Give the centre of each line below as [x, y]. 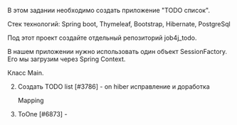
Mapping [31, 100]
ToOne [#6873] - [42, 114]
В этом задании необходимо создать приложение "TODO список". [109, 10]
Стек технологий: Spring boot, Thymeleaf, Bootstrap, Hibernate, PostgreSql [119, 24]
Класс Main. [26, 73]
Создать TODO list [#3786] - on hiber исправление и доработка [114, 87]
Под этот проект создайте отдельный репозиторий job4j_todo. [102, 38]
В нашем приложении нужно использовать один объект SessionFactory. [117, 51]
